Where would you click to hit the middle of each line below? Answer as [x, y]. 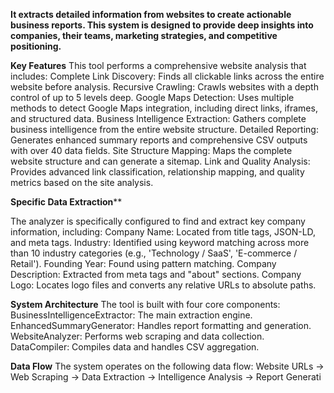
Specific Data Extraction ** [66, 202]
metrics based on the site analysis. [82, 182]
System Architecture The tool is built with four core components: [145, 304]
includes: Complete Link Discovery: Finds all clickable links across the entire [167, 76]
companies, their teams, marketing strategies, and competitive [144, 35]
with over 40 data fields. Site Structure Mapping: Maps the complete [151, 150]
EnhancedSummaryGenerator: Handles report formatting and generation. [161, 325]
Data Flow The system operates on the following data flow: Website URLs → [167, 366]
